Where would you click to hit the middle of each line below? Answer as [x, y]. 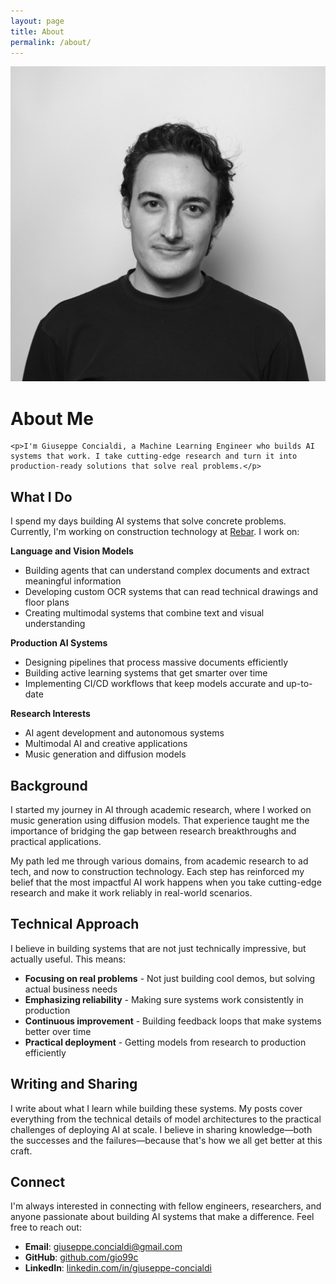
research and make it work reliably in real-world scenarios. [131, 892]
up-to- [299, 684]
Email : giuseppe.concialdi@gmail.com [103, 1247]
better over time [58, 1031]
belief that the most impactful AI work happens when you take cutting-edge [166, 882]
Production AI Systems [59, 643]
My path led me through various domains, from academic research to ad [159, 861]
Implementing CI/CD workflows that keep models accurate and [154, 684]
